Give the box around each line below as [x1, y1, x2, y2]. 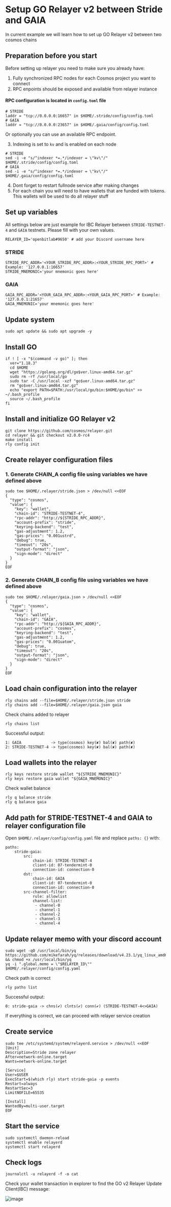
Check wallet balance [5, 785, 51, 791]
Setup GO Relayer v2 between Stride [5, 4, 163, 15]
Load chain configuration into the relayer [5, 684, 137, 693]
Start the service [5, 1122, 60, 1130]
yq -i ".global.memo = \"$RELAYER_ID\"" [5, 961, 93, 967]
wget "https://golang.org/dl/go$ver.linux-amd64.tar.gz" [10, 369, 133, 375]
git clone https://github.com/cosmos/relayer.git [5, 428, 113, 433]
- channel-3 [35, 916, 60, 922]
